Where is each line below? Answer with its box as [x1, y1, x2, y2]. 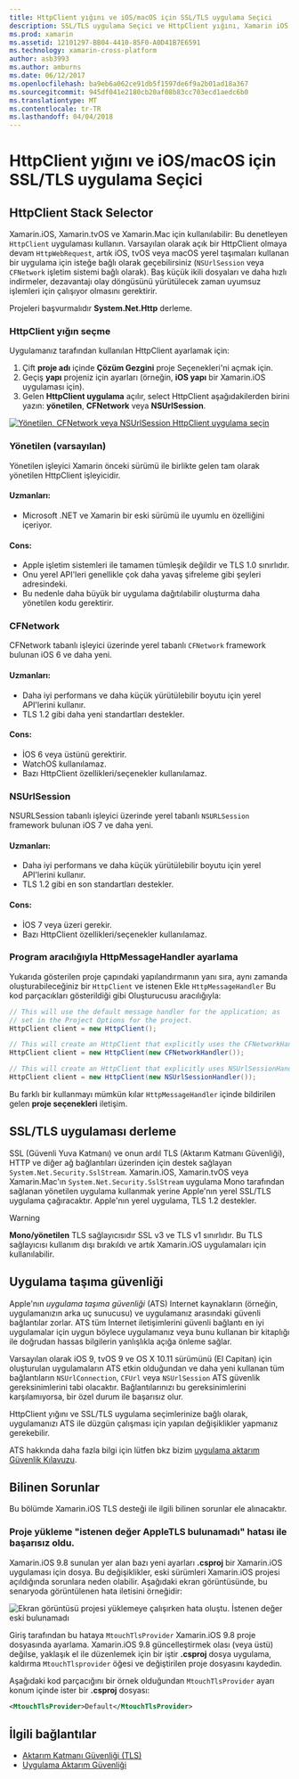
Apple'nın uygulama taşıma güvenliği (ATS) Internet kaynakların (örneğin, [9, 1298, 279, 1308]
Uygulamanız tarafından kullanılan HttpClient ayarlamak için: [9, 345, 230, 357]
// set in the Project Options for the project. [9, 1015, 193, 1025]
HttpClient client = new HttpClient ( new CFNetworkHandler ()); [9, 1048, 245, 1057]
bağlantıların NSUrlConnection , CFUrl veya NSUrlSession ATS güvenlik [9, 1372, 261, 1382]
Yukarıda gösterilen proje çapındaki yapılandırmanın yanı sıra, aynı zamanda [9, 971, 287, 981]
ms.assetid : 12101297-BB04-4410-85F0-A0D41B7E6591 [9, 37, 201, 47]
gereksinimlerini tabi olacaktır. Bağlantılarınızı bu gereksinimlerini [9, 1381, 246, 1392]
